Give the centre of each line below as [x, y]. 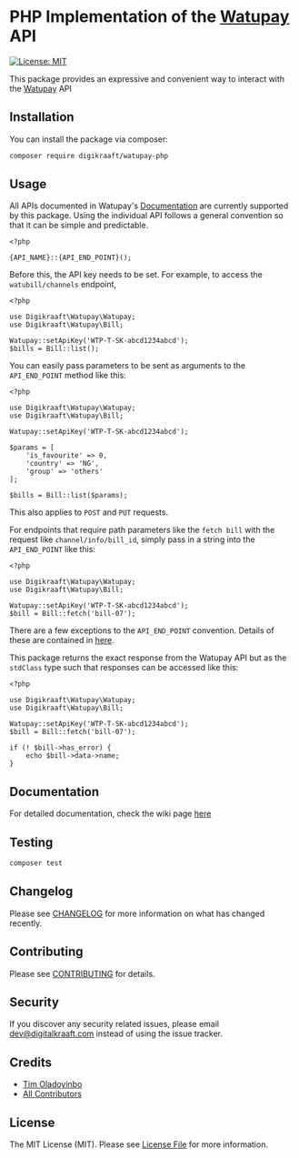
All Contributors [52, 1094]
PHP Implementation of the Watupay [149, 17]
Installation [42, 117]
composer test [36, 863]
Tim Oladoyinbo [52, 1084]
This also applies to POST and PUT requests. [89, 512]
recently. [26, 923]
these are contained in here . [62, 640]
